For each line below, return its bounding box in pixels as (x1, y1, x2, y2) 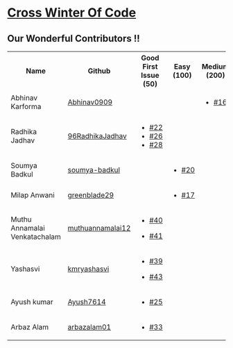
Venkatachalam (10, 232, 61, 241)
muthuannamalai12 (67, 224, 131, 233)
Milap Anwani (10, 190, 55, 199)
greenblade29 (67, 190, 114, 199)
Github (87, 66, 111, 76)
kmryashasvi (67, 264, 110, 274)
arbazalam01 (67, 322, 112, 331)
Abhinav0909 (67, 97, 113, 107)
